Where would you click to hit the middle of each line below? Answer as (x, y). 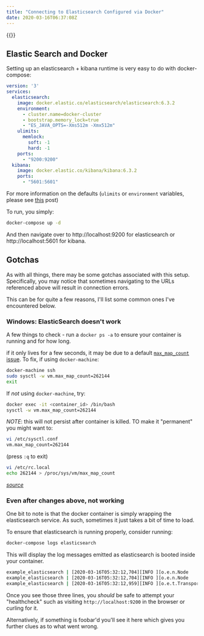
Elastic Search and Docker (57, 54)
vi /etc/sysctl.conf (32, 439)
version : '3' (23, 86)
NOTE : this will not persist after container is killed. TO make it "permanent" (100, 422)
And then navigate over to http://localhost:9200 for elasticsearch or (91, 234)
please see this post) (32, 200)
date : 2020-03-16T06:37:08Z (42, 18)
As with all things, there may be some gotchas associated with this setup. (98, 274)
